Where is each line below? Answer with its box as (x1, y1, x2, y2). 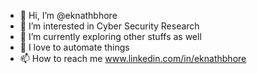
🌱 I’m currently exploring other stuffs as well (19, 31, 202, 42)
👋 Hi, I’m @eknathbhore (19, 10, 118, 21)
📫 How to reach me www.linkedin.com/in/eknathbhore (19, 53, 247, 64)
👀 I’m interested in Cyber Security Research (19, 20, 200, 32)
